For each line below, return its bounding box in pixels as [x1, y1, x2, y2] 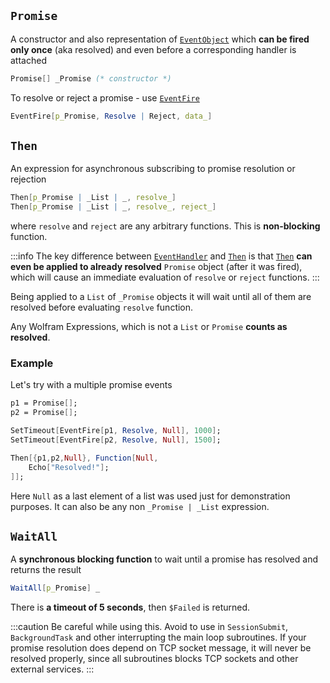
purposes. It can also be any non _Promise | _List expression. [10, 500, 270, 512]
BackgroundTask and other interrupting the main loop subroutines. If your [10, 631, 307, 644]
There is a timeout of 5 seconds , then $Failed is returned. [10, 601, 251, 614]
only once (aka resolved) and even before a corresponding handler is [10, 43, 297, 55]
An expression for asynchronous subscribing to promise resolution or [10, 163, 296, 175]
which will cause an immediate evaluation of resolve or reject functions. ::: [10, 271, 320, 284]
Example [10, 356, 54, 370]
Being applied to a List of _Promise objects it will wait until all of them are [10, 291, 312, 303]
